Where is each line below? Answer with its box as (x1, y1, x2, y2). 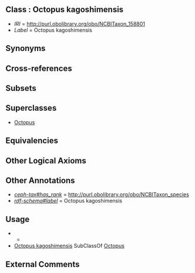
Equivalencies (5, 136, 58, 146)
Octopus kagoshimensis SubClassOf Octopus (14, 243, 125, 250)
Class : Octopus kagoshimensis (5, 5, 124, 15)
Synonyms (5, 43, 46, 53)
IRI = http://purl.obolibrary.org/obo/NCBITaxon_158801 (14, 20, 145, 27)
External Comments (5, 259, 80, 269)
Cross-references (5, 63, 73, 73)
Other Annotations (5, 175, 75, 185)
